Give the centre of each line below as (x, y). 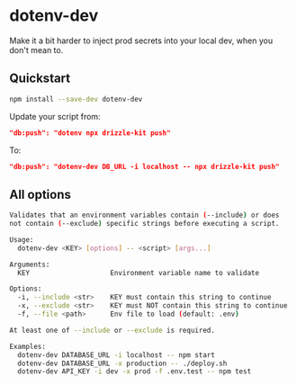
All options (40, 194)
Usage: (22, 239)
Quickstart (40, 79)
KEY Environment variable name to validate (138, 273)
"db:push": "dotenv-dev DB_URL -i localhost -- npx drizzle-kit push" (144, 166)
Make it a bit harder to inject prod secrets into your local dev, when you (141, 40)
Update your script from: (55, 116)
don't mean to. (36, 49)
